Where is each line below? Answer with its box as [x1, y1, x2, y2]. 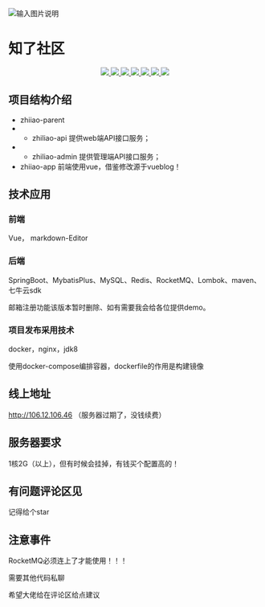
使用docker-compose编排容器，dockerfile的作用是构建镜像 [8, 362, 204, 371]
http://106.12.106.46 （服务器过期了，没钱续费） [8, 410, 166, 420]
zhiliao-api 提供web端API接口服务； [31, 133, 151, 142]
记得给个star [8, 507, 50, 517]
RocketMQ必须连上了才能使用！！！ [8, 556, 128, 566]
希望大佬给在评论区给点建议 [8, 590, 100, 600]
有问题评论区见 [8, 485, 83, 498]
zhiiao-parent [19, 115, 65, 125]
